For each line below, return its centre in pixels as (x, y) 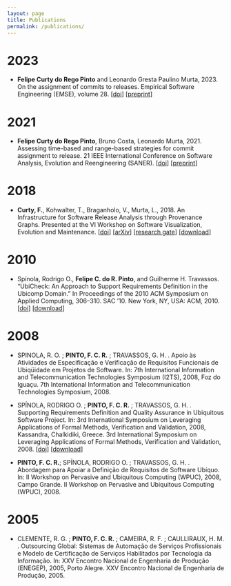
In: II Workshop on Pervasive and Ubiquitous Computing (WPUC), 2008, (119, 477)
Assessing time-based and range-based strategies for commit (106, 148)
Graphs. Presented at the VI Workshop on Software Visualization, (110, 225)
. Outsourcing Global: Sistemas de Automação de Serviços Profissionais (119, 546)
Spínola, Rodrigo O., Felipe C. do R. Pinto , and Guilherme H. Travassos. (118, 279)
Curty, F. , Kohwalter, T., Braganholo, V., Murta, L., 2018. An (101, 210)
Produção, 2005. (41, 575)
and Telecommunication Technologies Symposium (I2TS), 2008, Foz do (119, 377)
